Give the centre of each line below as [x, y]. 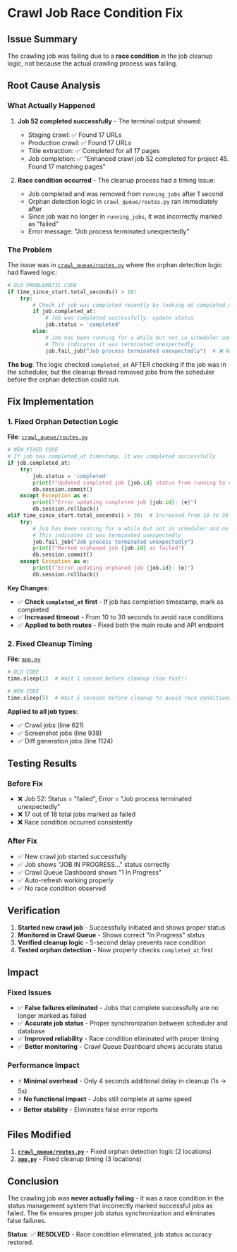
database [31, 1031]
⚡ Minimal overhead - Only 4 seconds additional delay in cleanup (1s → [122, 1081]
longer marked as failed [52, 1016]
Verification [34, 910]
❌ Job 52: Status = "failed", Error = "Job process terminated [104, 799]
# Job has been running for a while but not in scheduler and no [131, 528]
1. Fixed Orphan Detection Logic [63, 421]
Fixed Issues [29, 992]
